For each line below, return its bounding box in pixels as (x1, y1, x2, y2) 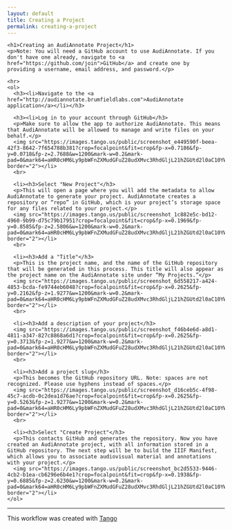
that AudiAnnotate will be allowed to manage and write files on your (7, 127, 215, 133)
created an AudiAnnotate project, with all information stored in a (7, 441, 209, 448)
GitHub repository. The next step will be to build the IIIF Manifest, (7, 447, 217, 454)
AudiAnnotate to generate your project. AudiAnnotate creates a (7, 193, 196, 201)
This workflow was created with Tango (7, 514, 117, 523)
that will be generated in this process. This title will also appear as (7, 266, 224, 273)
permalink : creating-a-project (7, 23, 97, 30)
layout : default (7, 10, 54, 17)
